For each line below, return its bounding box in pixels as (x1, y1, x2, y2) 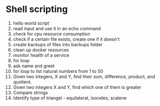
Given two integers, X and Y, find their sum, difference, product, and (13, 73, 155, 79)
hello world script (13, 20, 49, 26)
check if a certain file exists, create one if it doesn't (13, 36, 120, 42)
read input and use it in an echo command (13, 25, 101, 31)
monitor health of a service (13, 52, 70, 58)
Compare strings (13, 89, 48, 95)
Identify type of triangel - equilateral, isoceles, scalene (13, 94, 127, 101)
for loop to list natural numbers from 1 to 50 (13, 68, 103, 74)
